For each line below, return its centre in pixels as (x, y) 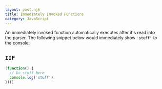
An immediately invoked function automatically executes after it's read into (80, 33)
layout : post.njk (23, 10)
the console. (18, 43)
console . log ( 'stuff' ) (31, 77)
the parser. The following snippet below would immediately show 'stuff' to (81, 38)
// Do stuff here (27, 73)
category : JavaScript (27, 19)
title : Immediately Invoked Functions (44, 14)
